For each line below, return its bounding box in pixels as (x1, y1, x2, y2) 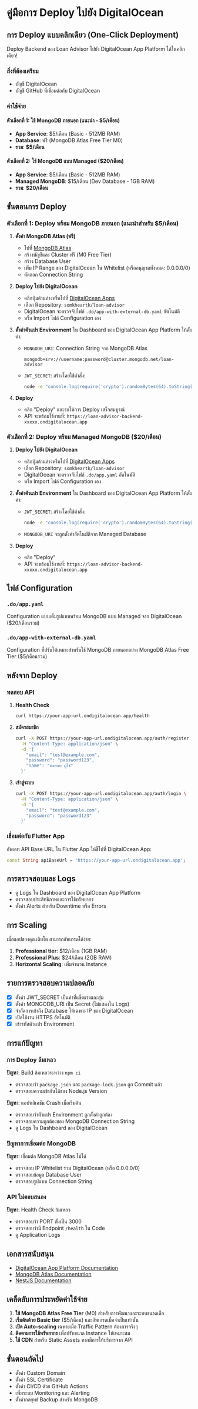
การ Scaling (6, 920, 48, 930)
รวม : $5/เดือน (15, 143, 45, 150)
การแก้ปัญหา (6, 1038, 43, 1048)
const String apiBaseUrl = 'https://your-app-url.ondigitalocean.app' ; (6, 857, 186, 863)
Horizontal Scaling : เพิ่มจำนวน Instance (15, 961, 108, 968)
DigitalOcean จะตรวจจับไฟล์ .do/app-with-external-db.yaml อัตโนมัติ (24, 308, 180, 315)
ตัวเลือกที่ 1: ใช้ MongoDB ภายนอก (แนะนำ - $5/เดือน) (6, 117, 120, 124)
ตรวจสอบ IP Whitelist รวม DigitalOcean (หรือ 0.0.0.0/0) (15, 1165, 140, 1172)
